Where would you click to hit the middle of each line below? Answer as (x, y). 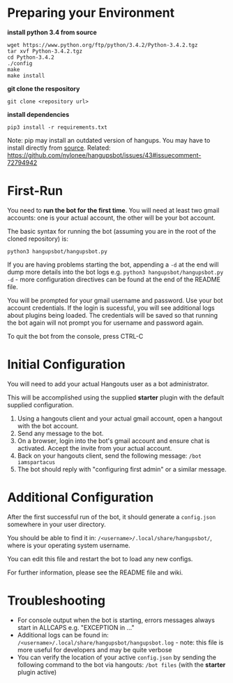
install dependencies (38, 114)
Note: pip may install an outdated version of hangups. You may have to (109, 140)
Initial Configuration (66, 365)
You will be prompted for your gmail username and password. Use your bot (115, 300)
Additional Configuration (81, 498)
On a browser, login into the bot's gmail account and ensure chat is (114, 441)
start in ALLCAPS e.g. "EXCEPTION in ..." (76, 627)
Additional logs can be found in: (63, 635)
